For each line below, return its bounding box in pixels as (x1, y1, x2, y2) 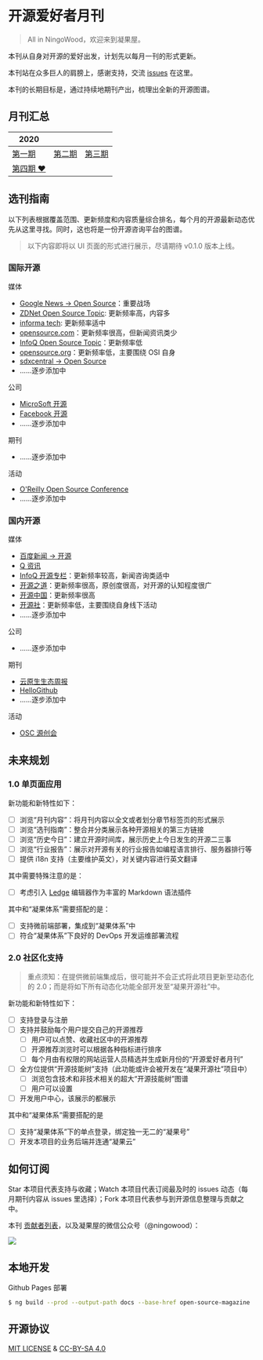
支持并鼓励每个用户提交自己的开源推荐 (19, 1025, 143, 1034)
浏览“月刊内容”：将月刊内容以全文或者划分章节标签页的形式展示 (19, 815, 225, 824)
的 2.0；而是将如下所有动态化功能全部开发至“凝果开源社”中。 (27, 982, 225, 991)
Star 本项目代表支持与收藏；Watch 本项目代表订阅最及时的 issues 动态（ (8, 1184, 242, 1194)
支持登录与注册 (19, 1015, 68, 1024)
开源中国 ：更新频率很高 (19, 590, 95, 600)
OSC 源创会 (19, 728, 57, 738)
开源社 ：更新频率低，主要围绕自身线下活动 (19, 600, 157, 610)
